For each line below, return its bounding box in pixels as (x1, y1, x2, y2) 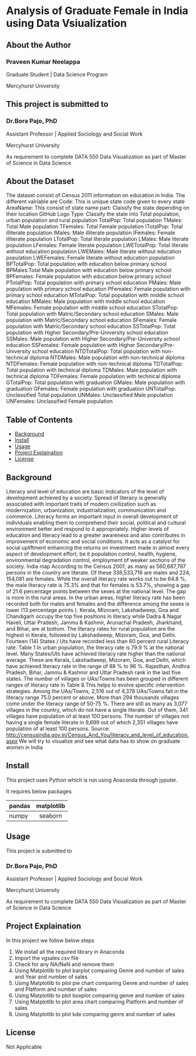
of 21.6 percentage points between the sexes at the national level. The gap (6, 588, 187, 594)
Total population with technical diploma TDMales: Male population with (6, 366, 177, 374)
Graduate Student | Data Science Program (6, 70, 108, 78)
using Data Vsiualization (6, 16, 127, 30)
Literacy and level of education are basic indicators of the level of (6, 488, 164, 495)
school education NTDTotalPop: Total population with (32, 348, 161, 355)
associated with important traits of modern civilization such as (6, 500, 157, 507)
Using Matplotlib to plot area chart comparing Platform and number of (14, 998, 184, 1005)
